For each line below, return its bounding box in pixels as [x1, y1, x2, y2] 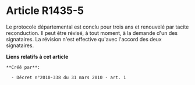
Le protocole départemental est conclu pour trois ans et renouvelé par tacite [6, 23, 189, 30]
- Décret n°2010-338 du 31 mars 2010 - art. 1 [11, 75, 126, 80]
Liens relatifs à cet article [6, 53, 69, 60]
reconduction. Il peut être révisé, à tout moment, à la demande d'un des [6, 29, 178, 36]
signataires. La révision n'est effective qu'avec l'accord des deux [6, 36, 162, 42]
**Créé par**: [6, 64, 41, 70]
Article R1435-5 [6, 4, 84, 17]
